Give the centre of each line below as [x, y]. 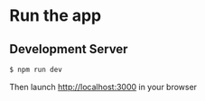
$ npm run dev [36, 69]
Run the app [56, 16]
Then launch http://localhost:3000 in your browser [103, 87]
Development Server [69, 49]
